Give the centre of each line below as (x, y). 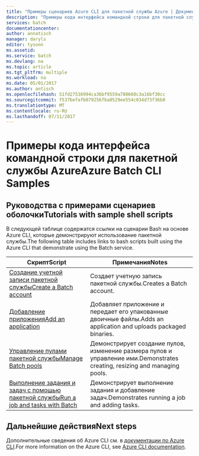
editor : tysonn (25, 45)
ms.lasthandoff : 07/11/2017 (41, 116)
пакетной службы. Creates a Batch (139, 283)
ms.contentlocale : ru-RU (37, 111)
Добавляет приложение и (127, 304)
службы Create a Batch (41, 287)
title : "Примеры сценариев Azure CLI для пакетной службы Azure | (90, 12)
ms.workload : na (26, 78)
